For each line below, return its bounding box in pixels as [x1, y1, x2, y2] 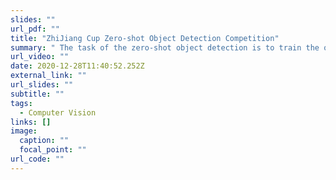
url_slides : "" [10, 80, 74, 90]
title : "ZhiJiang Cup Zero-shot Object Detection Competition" [10, 33, 280, 43]
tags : [10, 98, 33, 108]
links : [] [10, 117, 52, 127]
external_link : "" [10, 71, 87, 81]
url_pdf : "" [10, 24, 60, 34]
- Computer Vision [19, 107, 97, 118]
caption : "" [19, 136, 70, 146]
